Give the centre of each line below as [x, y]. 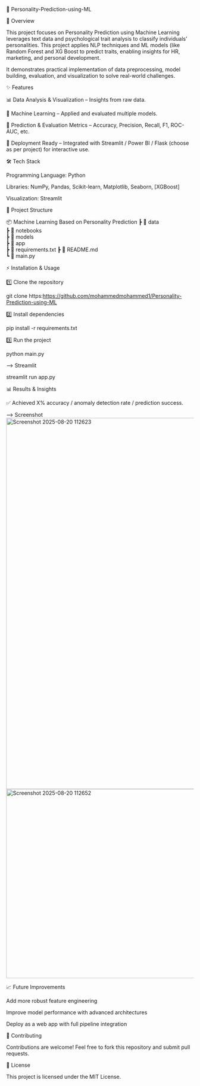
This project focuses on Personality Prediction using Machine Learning [93, 32]
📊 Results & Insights [31, 389]
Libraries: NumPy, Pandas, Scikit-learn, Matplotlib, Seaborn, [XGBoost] [93, 187]
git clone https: [25, 296]
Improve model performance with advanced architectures [77, 1012]
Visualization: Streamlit [34, 198]
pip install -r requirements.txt [42, 328]
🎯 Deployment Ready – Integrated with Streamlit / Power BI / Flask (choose [98, 143]
